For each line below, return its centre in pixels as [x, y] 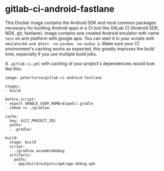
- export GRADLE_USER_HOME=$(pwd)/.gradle [49, 103]
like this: [14, 69]
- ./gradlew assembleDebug [37, 151]
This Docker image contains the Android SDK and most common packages [81, 23]
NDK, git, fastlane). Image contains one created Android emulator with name [82, 33]
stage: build [23, 142]
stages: [13, 86]
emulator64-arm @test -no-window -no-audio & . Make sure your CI [72, 43]
